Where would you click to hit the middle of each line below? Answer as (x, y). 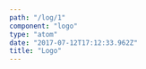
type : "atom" (34, 34)
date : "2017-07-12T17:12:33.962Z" (74, 43)
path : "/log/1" (38, 17)
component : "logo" (43, 26)
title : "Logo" (36, 51)
